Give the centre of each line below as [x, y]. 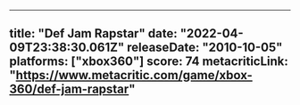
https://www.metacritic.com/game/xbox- [134, 75]
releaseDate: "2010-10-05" [204, 48]
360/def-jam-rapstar [69, 89]
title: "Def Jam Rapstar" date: [93, 33]
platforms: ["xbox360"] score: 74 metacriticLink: [149, 62]
